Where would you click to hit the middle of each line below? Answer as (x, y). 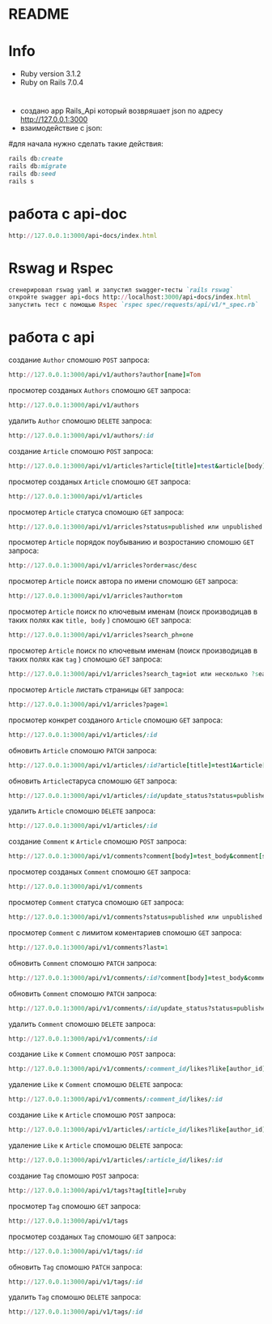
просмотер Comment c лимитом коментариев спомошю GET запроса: (125, 932)
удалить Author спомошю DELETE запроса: (80, 420)
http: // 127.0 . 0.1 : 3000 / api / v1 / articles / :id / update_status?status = (123, 796)
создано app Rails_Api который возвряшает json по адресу (121, 111)
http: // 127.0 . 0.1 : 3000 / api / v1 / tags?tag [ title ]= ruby (97, 1190)
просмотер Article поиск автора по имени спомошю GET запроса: (123, 581)
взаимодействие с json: (61, 128)
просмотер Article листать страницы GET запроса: (96, 689)
